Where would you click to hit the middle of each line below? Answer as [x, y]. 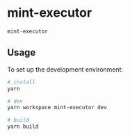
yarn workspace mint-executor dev [57, 108]
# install [22, 82]
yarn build [23, 127]
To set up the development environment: [65, 69]
